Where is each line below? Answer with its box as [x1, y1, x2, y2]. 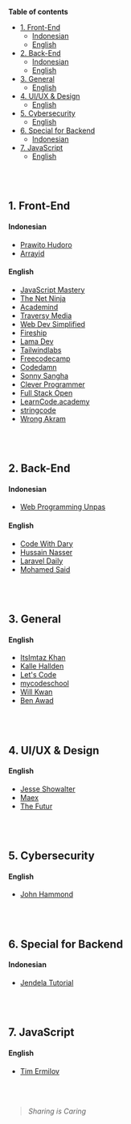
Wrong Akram [19, 414, 67, 423]
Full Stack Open [19, 388, 73, 397]
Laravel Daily [19, 556, 63, 566]
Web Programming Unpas [19, 502, 106, 512]
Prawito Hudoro [19, 240, 72, 249]
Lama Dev [19, 336, 54, 346]
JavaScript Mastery [19, 285, 85, 295]
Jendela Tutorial [19, 978, 74, 987]
